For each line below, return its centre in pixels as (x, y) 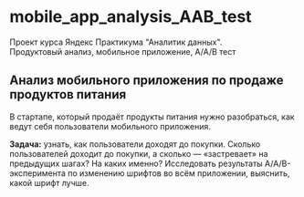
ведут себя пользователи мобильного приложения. (110, 126)
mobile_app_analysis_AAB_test (131, 17)
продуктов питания (68, 94)
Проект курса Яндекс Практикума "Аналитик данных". (116, 42)
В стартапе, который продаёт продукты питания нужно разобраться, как (152, 117)
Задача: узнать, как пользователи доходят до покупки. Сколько (135, 144)
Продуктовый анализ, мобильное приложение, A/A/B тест (123, 51)
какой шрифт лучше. (49, 182)
